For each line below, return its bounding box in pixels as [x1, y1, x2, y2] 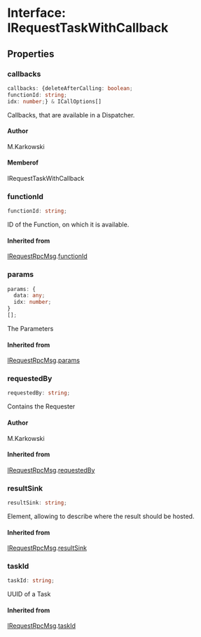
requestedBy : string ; [7, 390, 71, 397]
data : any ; [13, 292, 46, 300]
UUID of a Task [7, 590, 51, 598]
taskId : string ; [7, 577, 55, 584]
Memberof [7, 158, 39, 167]
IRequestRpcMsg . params [7, 356, 81, 365]
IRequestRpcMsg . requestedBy [7, 465, 95, 474]
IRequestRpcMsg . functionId [7, 252, 88, 261]
